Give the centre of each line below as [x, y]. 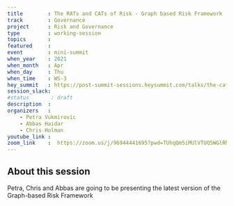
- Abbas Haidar [42, 124]
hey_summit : [29, 85]
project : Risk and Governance [60, 26]
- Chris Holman [42, 130]
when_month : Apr [36, 65]
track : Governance [46, 20]
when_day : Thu [36, 72]
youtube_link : [29, 136]
